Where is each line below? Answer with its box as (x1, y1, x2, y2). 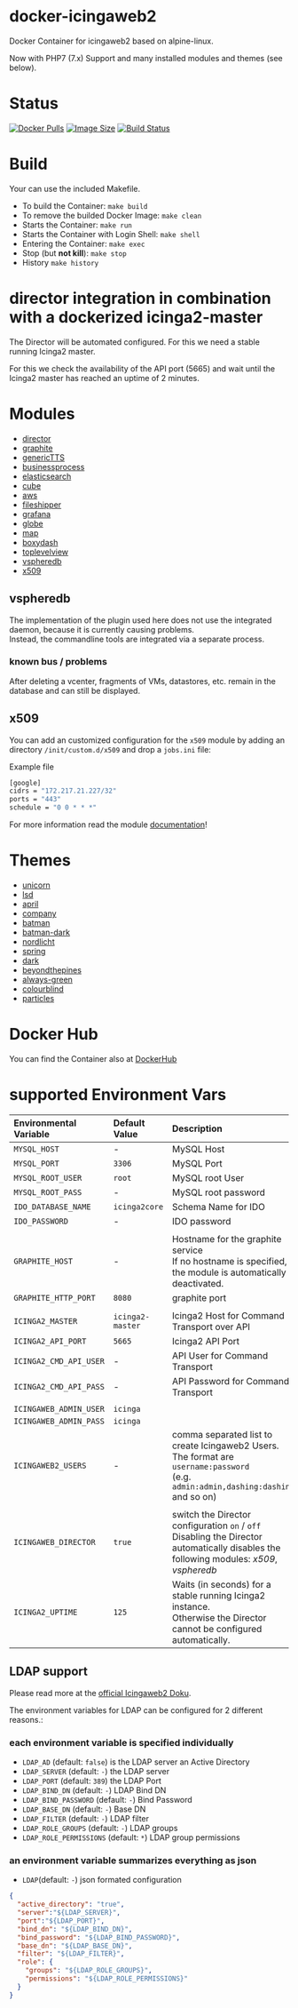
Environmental (13, 1117, 77, 1129)
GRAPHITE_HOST (13, 1255, 74, 1266)
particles (21, 993, 55, 1004)
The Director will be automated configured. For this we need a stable (9, 336, 260, 347)
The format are (171, 1450, 235, 1462)
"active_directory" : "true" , (17, 1900, 125, 1909)
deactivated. (171, 1277, 224, 1289)
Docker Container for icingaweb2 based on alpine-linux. (9, 36, 215, 46)
